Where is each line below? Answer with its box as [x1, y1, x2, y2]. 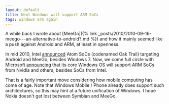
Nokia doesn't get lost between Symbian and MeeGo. [5, 93, 117, 99]
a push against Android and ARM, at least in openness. [5, 41, 120, 47]
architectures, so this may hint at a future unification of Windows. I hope [5, 88, 156, 94]
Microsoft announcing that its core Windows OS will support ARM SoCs [5, 62, 155, 68]
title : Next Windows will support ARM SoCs [5, 12, 99, 17]
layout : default [5, 7, 40, 13]
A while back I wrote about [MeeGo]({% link [5, 31, 97, 37]
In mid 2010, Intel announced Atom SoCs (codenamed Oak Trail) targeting [5, 51, 159, 57]
